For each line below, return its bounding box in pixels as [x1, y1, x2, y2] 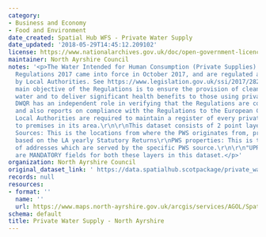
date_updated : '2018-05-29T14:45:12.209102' [8, 41, 158, 49]
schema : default [8, 210, 62, 218]
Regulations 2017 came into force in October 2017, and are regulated [15, 70, 253, 78]
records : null [8, 173, 55, 182]
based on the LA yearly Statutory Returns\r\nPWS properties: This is [15, 136, 253, 145]
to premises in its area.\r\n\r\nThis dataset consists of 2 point [15, 122, 243, 130]
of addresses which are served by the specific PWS [15, 144, 190, 152]
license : [8, 48, 37, 56]
